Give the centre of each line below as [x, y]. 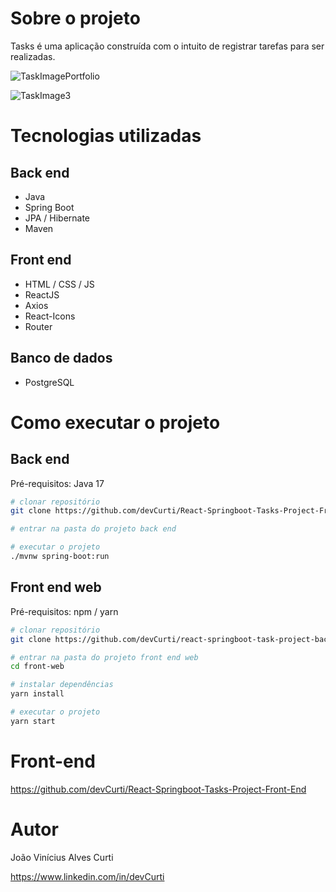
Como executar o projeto [115, 422]
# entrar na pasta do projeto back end [93, 529]
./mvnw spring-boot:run [60, 557]
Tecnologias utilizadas [106, 136]
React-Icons [50, 316]
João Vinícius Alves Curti [62, 857]
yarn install [37, 694]
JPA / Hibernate [57, 218]
